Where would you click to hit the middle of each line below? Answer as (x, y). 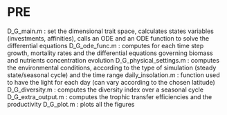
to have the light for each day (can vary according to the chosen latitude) (111, 82)
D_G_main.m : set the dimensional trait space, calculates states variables (111, 31)
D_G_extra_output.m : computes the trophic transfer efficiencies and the (110, 96)
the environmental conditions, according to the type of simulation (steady (112, 67)
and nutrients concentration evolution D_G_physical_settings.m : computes (113, 60)
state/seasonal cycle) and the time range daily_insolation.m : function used (113, 75)
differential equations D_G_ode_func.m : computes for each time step (106, 45)
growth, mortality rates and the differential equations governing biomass (110, 53)
